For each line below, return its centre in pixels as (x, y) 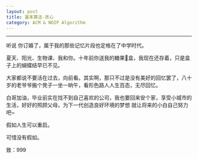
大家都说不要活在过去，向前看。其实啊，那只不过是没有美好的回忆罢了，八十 (99, 78)
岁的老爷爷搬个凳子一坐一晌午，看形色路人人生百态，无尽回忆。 (83, 85)
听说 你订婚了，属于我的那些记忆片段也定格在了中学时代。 (77, 45)
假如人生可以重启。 (29, 125)
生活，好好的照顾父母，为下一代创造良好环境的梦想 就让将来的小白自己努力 (97, 105)
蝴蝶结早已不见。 (42, 65)
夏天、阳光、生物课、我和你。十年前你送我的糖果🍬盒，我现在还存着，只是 (96, 58)
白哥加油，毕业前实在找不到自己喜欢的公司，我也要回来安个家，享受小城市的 (99, 98)
